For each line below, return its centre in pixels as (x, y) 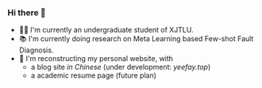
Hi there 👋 (27, 13)
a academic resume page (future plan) (93, 75)
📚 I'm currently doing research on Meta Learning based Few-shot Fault (136, 39)
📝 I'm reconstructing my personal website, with (96, 59)
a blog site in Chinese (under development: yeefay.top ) (121, 67)
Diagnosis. (36, 50)
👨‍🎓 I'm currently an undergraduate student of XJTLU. (106, 30)
